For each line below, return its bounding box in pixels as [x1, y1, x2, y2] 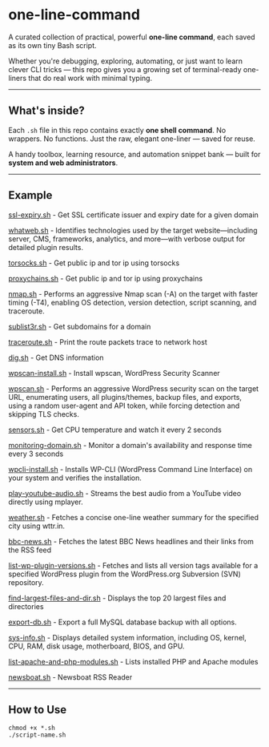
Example [8, 188, 53, 202]
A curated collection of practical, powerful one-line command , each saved [8, 32, 255, 42]
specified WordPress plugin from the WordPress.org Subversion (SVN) [8, 569, 242, 579]
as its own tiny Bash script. [8, 40, 97, 50]
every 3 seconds [8, 449, 64, 458]
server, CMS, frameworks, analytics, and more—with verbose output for [8, 234, 246, 244]
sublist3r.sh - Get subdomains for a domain [8, 321, 151, 331]
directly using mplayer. [8, 497, 83, 507]
